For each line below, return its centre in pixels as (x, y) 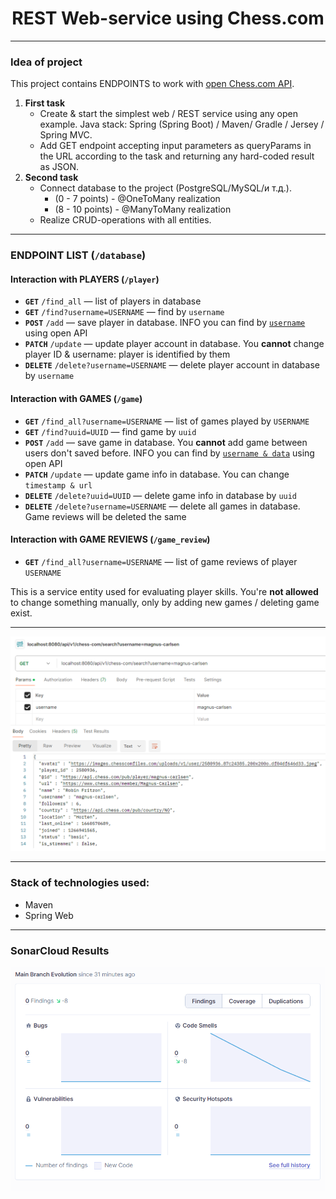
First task (45, 103)
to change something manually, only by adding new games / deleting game (165, 602)
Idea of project (46, 62)
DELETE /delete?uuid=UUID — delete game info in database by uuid (161, 495)
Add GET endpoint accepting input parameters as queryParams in (175, 146)
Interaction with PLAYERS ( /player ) (85, 279)
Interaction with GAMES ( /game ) (76, 398)
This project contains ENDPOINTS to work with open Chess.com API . (152, 84)
